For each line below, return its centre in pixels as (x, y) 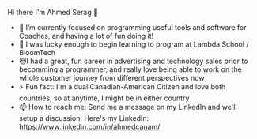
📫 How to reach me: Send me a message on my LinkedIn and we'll (128, 107)
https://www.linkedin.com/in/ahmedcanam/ (89, 127)
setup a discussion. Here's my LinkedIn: (84, 118)
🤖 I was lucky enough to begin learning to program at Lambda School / (134, 44)
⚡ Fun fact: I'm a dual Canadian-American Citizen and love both (122, 86)
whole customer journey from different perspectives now (111, 78)
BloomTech (37, 53)
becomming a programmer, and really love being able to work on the (130, 69)
